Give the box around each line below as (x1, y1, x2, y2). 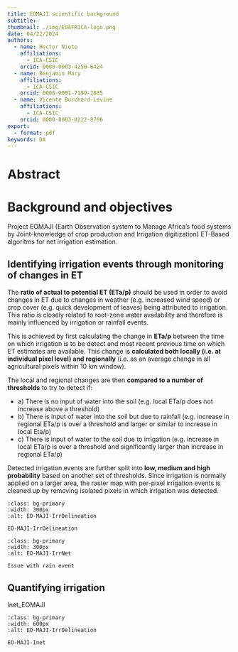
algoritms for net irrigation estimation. (7, 237, 118, 246)
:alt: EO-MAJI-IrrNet (7, 550, 72, 558)
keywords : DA (7, 136, 46, 143)
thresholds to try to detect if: (7, 384, 93, 392)
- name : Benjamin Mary (13, 70, 81, 77)
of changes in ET (7, 269, 83, 281)
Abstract (7, 166, 60, 183)
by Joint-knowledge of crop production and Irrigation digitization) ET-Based (7, 230, 229, 239)
